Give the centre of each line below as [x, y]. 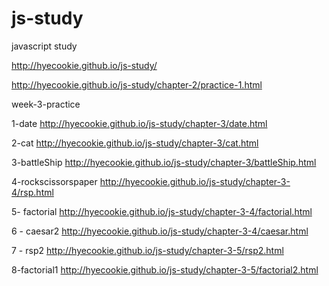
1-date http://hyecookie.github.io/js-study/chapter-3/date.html [139, 123]
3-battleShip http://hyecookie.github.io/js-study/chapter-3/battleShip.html [164, 162]
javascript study [44, 46]
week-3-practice [46, 104]
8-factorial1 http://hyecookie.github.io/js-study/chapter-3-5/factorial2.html [165, 269]
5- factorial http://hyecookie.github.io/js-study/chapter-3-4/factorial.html [162, 211]
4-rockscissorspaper [54, 181]
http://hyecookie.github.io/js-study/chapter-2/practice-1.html [137, 84]
